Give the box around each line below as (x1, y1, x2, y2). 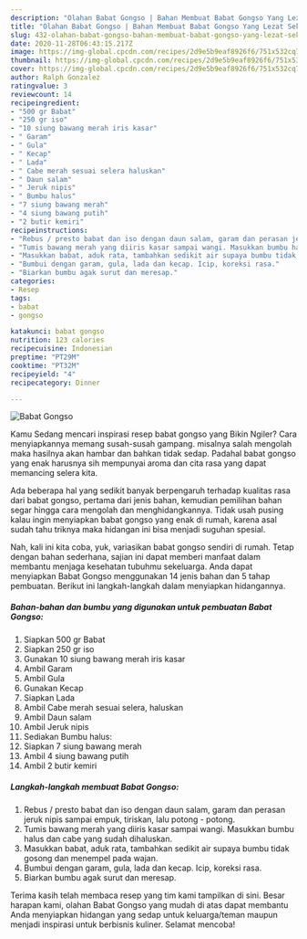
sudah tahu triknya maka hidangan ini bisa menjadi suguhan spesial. (10, 524, 266, 535)
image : (10, 47, 36, 57)
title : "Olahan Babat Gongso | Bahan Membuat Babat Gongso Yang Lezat (10, 22, 284, 31)
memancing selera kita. (10, 468, 98, 479)
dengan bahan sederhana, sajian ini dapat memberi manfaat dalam (10, 552, 261, 563)
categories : (10, 277, 56, 286)
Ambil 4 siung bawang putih (23, 751, 129, 762)
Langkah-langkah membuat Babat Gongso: (10, 781, 179, 792)
